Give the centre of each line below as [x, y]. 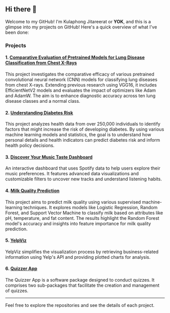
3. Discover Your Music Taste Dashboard [49, 157]
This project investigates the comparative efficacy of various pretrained [80, 74]
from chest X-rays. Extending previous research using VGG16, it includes [81, 85]
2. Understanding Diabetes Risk [39, 112]
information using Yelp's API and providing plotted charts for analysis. [78, 257]
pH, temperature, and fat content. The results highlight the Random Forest [82, 218]
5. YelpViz [16, 241]
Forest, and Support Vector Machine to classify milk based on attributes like [84, 213]
